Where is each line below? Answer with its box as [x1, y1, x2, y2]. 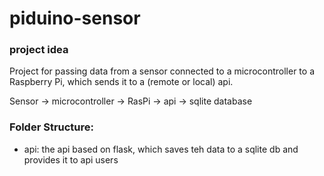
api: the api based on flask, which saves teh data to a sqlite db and [23, 143, 299, 155]
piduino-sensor [9, 7, 141, 30]
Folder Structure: [9, 120, 95, 134]
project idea [9, 43, 69, 57]
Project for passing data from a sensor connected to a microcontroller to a [9, 65, 315, 77]
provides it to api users [23, 153, 119, 166]
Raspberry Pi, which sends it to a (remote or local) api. [9, 76, 234, 88]
